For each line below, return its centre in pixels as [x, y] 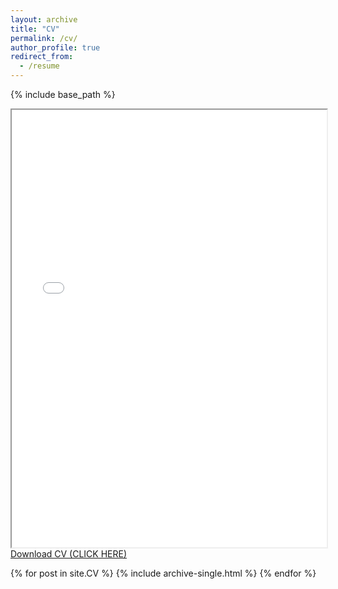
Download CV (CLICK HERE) [69, 554]
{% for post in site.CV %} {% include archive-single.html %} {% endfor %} [163, 573]
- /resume [39, 66]
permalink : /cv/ [44, 38]
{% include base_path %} [63, 94]
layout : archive [44, 19]
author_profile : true [55, 47]
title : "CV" [35, 29]
